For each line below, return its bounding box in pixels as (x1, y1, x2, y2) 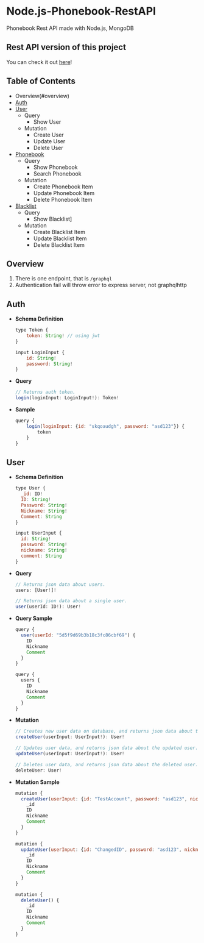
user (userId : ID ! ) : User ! (15, 603, 81, 610)
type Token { (15, 327, 49, 333)
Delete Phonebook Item (33, 196, 93, 203)
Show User (33, 118, 62, 126)
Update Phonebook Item (33, 189, 95, 196)
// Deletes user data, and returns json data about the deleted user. (15, 761, 199, 767)
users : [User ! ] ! (15, 587, 57, 593)
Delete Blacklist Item (33, 241, 85, 248)
